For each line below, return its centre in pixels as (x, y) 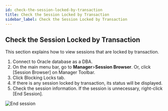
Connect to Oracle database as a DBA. (52, 62)
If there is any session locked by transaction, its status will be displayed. (88, 83)
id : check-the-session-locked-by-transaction (54, 10)
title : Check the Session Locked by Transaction (57, 15)
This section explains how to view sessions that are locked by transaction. (82, 52)
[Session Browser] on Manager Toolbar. (54, 72)
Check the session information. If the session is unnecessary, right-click (88, 88)
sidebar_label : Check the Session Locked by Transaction (66, 19)
